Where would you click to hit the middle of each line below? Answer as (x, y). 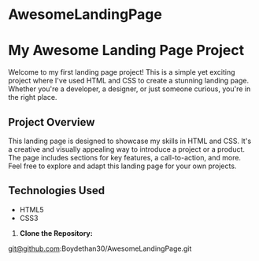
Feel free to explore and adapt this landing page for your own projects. (122, 166)
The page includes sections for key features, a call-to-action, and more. (125, 157)
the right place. (33, 97)
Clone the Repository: (56, 233)
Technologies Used (56, 191)
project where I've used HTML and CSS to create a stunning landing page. (129, 81)
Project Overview (52, 122)
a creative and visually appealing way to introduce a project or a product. (127, 149)
